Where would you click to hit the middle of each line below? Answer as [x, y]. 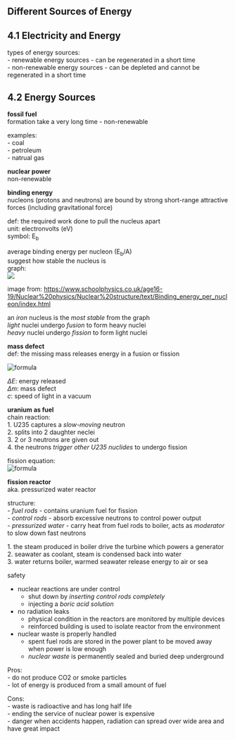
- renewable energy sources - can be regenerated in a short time [101, 60]
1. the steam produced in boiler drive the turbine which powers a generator [116, 546]
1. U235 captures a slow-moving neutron [66, 424]
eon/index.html [29, 304]
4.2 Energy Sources [52, 97]
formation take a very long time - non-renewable [78, 122]
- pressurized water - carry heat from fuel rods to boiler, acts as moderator [116, 525]
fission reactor [29, 481]
